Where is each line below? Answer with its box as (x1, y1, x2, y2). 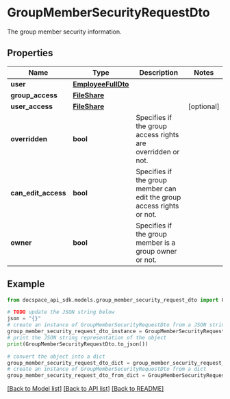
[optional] (188, 101, 220, 111)
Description (139, 67, 179, 77)
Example (7, 278, 45, 290)
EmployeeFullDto (73, 79, 129, 88)
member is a (136, 238, 176, 247)
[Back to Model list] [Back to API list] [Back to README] (7, 385, 164, 393)
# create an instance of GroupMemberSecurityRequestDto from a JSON (7, 322, 207, 328)
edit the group (136, 192, 181, 202)
